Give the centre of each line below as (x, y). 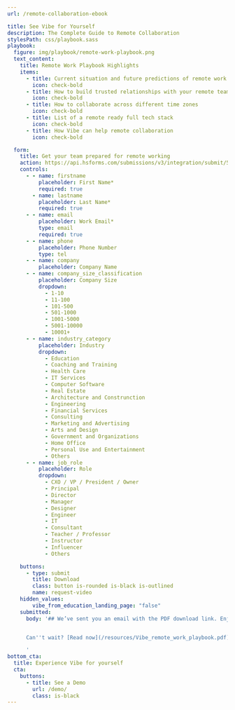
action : (31, 163)
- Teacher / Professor (78, 534)
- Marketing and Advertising (87, 424)
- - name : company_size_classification (84, 274)
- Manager (59, 502)
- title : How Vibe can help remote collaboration (99, 130)
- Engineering (65, 404)
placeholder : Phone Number (78, 247)
